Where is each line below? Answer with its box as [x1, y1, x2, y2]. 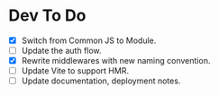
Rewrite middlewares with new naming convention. [21, 56, 211, 66]
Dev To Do [8, 5, 87, 26]
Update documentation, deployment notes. [21, 75, 181, 86]
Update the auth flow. [21, 46, 102, 56]
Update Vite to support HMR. [21, 65, 130, 76]
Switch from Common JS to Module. [21, 35, 157, 46]
